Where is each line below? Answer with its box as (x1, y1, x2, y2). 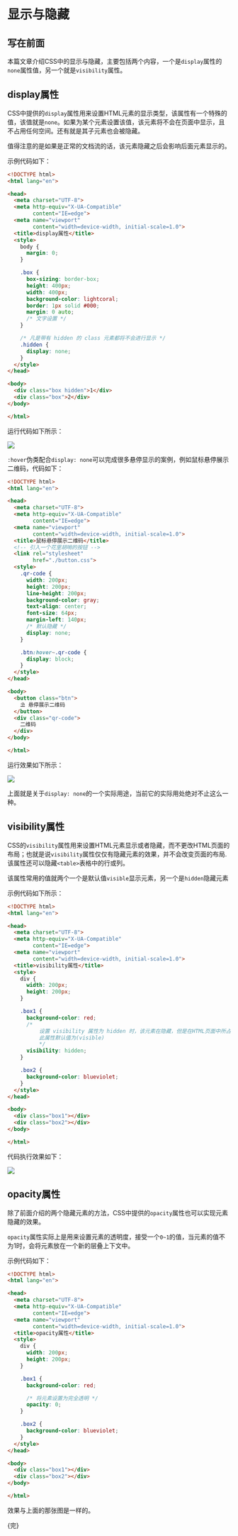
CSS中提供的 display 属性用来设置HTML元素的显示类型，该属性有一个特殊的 (7, 109, 228, 117)
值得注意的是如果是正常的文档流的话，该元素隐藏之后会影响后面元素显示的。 (7, 141, 231, 150)
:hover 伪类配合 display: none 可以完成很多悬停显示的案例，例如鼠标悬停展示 (7, 455, 229, 463)
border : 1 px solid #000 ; (25, 302, 100, 309)
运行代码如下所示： (7, 426, 64, 435)
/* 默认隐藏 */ (25, 623, 67, 630)
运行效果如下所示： (7, 761, 64, 769)
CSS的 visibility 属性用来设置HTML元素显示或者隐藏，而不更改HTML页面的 (7, 841, 230, 849)
